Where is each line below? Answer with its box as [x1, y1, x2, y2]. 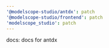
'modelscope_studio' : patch [6, 20, 77, 26]
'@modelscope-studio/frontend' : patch [6, 14, 103, 20]
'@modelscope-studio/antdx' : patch [6, 8, 95, 15]
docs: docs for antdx [6, 37, 57, 44]
